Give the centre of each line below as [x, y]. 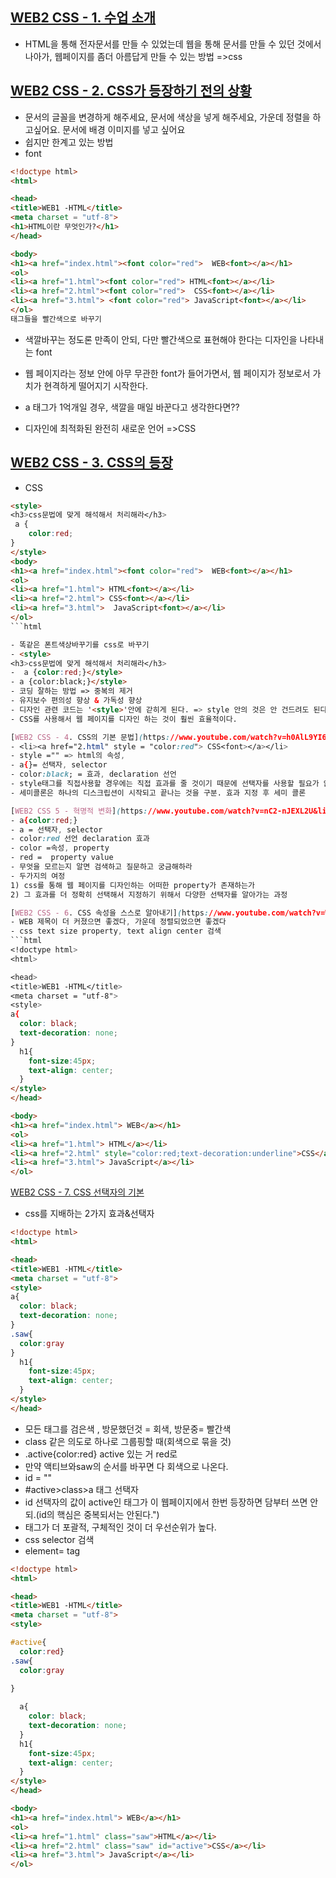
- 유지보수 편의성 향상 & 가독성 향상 [76, 701]
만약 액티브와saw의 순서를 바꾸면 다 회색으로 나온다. [126, 1466]
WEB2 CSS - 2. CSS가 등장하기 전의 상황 [131, 91]
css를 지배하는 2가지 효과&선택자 [89, 1214]
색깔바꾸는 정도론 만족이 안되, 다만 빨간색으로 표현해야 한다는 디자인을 [161, 339]
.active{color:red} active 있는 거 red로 [101, 1454]
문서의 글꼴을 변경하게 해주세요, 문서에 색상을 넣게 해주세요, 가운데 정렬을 [167, 117]
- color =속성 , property [60, 848]
